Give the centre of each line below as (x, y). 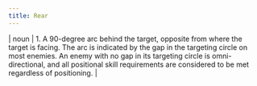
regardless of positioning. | (53, 72)
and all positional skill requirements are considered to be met (148, 64)
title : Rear (28, 16)
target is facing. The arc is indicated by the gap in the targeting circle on (128, 47)
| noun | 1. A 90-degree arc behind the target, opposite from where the (126, 39)
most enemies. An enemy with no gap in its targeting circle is (110, 55)
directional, (27, 64)
